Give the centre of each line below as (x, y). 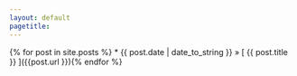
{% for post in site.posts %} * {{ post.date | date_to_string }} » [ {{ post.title (149, 52)
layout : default (40, 18)
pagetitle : (30, 26)
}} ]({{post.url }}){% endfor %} (66, 62)
